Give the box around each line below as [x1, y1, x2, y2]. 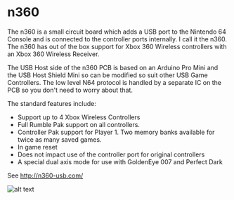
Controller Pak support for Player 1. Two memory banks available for [17, 128, 215, 136]
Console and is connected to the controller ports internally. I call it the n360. [7, 34, 227, 43]
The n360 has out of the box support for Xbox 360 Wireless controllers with [7, 42, 227, 51]
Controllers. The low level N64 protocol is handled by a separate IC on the [7, 78, 221, 86]
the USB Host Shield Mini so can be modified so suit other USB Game [7, 71, 209, 79]
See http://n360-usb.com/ [7, 171, 84, 180]
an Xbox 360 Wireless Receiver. [7, 50, 100, 58]
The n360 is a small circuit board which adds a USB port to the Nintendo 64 [7, 27, 227, 36]
